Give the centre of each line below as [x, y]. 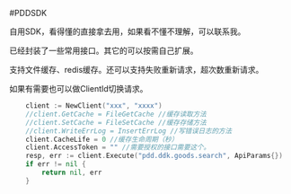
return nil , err [72, 172]
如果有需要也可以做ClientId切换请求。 [79, 88]
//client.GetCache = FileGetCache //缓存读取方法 [116, 114]
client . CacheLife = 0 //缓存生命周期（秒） [102, 139]
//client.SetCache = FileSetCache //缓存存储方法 [116, 122]
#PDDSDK [28, 13]
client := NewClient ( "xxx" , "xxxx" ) [94, 106]
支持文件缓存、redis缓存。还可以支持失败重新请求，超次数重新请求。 [137, 70]
